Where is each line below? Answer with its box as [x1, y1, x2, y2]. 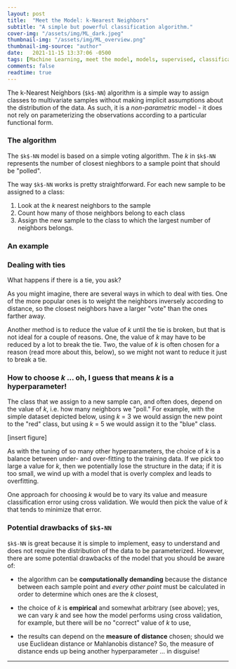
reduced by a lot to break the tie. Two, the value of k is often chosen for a [7, 340, 220, 349]
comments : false [7, 62, 55, 69]
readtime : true [7, 69, 52, 76]
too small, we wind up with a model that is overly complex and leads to [7, 470, 212, 478]
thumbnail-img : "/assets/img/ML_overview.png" [7, 37, 146, 44]
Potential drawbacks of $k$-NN [7, 523, 112, 533]
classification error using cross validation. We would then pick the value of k [7, 498, 228, 506]
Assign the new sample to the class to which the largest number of [17, 216, 211, 225]
